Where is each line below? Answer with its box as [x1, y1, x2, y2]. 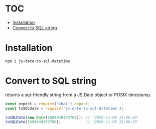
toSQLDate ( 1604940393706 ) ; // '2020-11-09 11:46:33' [5, 120, 140, 125]
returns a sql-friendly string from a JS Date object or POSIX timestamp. [5, 92, 152, 98]
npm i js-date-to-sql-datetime [5, 58, 70, 64]
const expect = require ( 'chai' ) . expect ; [5, 101, 91, 106]
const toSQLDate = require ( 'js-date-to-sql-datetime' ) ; [5, 106, 124, 111]
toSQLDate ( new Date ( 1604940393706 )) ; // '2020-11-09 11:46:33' [5, 115, 140, 120]
